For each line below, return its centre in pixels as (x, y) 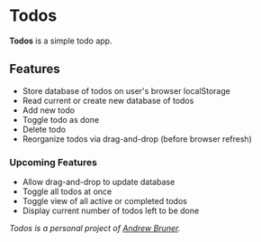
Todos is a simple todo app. (61, 41)
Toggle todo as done (61, 119)
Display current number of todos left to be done (111, 211)
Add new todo (48, 110)
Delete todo (44, 129)
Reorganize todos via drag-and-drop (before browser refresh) (137, 139)
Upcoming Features (53, 162)
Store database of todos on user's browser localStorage (126, 90)
